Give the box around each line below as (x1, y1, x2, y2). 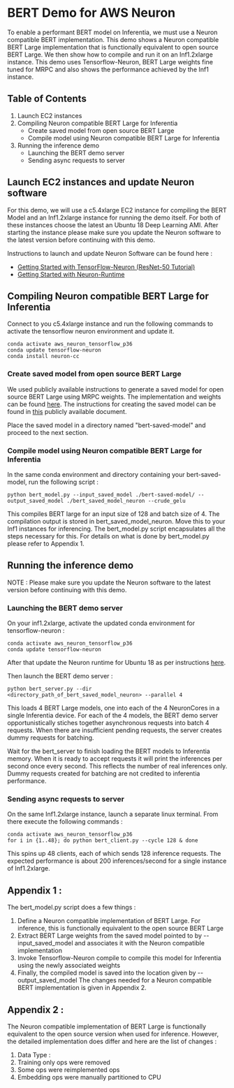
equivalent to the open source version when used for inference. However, (7, 1030, 219, 1038)
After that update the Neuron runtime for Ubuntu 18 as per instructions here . (7, 659, 226, 667)
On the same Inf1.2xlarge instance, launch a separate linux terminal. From (7, 810, 219, 819)
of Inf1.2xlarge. (7, 864, 50, 873)
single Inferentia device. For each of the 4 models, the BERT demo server (7, 711, 219, 720)
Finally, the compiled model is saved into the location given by (17, 968, 196, 977)
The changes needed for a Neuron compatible (78, 976, 212, 985)
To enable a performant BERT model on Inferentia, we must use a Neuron (7, 28, 218, 36)
